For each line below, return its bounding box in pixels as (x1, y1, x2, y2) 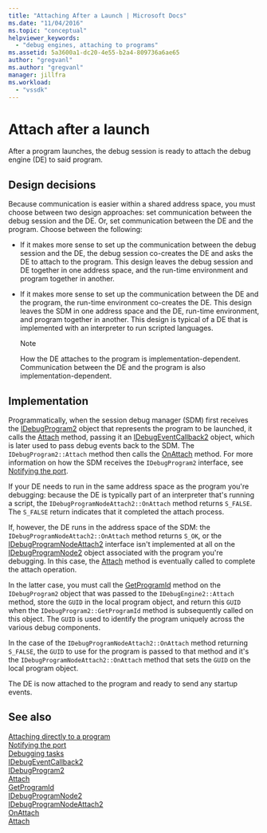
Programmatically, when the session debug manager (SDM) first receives (8, 415, 249, 425)
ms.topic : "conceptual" (8, 26, 88, 34)
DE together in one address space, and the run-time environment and (19, 265, 249, 275)
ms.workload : (8, 78, 52, 86)
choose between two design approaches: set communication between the (8, 208, 253, 218)
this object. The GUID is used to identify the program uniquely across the (8, 614, 245, 623)
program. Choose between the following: (8, 225, 143, 234)
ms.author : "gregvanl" (8, 64, 84, 72)
